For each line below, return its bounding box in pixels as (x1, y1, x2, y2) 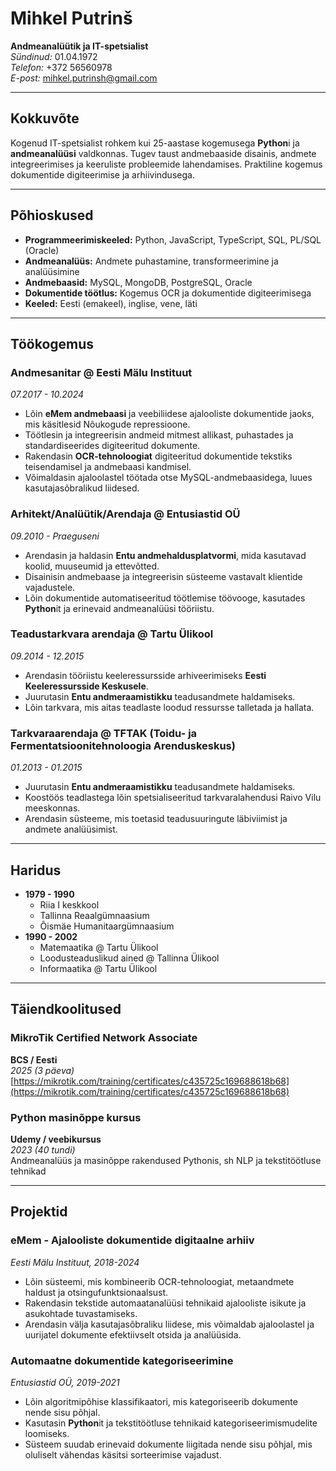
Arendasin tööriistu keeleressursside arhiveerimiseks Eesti (24, 669, 267, 681)
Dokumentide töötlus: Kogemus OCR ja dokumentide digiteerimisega (24, 287, 312, 299)
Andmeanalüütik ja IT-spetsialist (10, 40, 149, 52)
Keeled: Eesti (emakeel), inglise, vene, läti (24, 297, 198, 309)
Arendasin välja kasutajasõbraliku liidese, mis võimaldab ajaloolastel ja (24, 1318, 315, 1330)
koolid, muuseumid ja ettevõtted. (24, 560, 160, 572)
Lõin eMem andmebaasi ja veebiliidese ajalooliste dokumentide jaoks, (24, 408, 315, 420)
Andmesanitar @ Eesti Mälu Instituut (10, 365, 193, 379)
